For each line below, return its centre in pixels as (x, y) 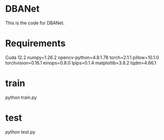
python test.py (20, 132)
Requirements (35, 43)
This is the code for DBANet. (35, 23)
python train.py (21, 97)
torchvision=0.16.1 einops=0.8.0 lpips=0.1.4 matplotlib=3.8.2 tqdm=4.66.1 (81, 63)
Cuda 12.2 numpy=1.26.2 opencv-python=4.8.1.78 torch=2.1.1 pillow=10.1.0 (82, 57)
